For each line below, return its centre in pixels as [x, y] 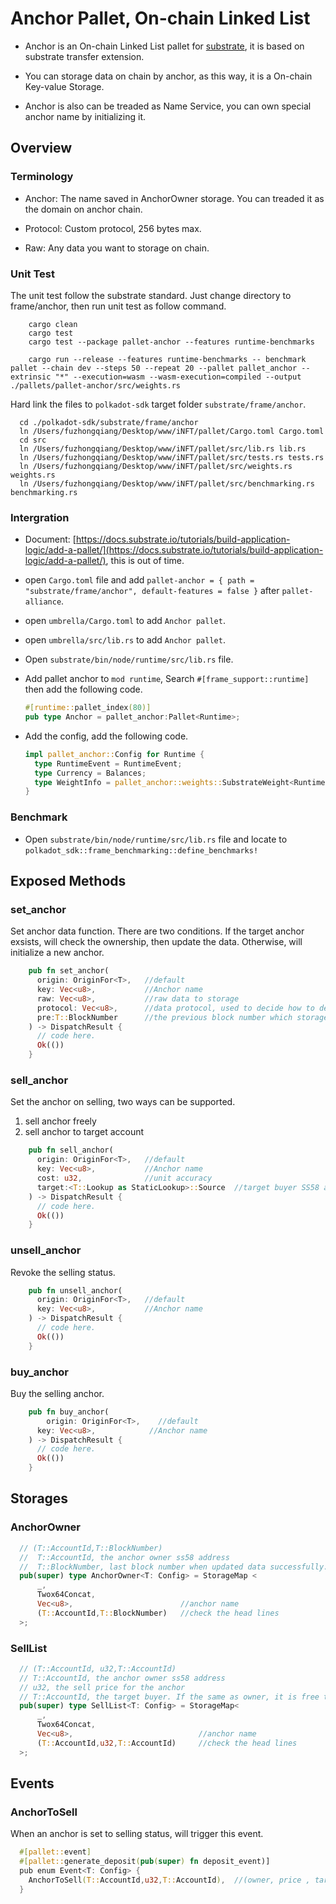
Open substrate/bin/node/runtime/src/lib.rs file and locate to [156, 839]
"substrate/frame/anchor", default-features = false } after [152, 591]
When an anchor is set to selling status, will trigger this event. [137, 1834]
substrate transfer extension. [84, 56]
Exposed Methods [68, 881]
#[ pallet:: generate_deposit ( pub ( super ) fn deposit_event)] [145, 1862]
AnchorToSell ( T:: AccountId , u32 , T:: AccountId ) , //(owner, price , [169, 1880]
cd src [33, 440]
